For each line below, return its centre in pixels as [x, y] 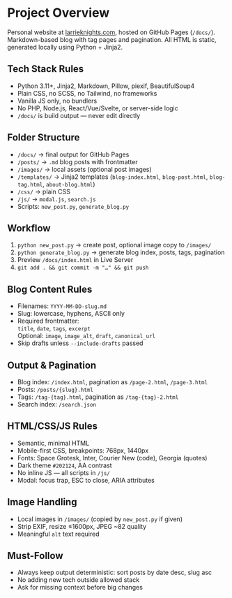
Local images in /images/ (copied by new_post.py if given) [100, 519]
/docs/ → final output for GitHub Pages [73, 154]
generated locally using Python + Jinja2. [65, 47]
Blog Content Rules [50, 289]
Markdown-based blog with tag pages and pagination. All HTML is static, [112, 39]
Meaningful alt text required [58, 534]
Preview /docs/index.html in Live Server [75, 260]
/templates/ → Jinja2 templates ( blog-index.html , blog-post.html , [113, 177]
